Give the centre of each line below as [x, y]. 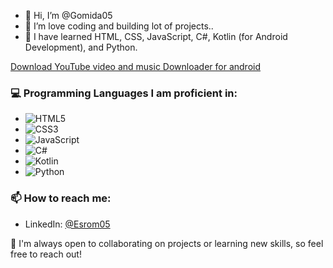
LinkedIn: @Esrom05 [67, 224]
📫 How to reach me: [61, 198]
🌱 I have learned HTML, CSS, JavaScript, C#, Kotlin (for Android [156, 36]
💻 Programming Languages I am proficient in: [124, 93]
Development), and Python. [81, 47]
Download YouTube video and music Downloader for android [136, 66]
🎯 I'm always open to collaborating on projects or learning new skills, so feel [167, 243]
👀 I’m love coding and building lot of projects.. [119, 26]
